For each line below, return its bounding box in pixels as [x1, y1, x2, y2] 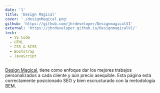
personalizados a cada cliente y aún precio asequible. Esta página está [5, 73, 151, 79]
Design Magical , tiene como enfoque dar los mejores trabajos [5, 67, 132, 73]
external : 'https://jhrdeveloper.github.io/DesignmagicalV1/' [5, 26, 137, 31]
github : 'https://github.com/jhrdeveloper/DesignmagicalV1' [5, 21, 133, 26]
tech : [5, 30, 16, 35]
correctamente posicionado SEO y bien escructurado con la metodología [5, 78, 155, 84]
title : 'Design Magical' [5, 12, 57, 17]
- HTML [9, 40, 23, 45]
